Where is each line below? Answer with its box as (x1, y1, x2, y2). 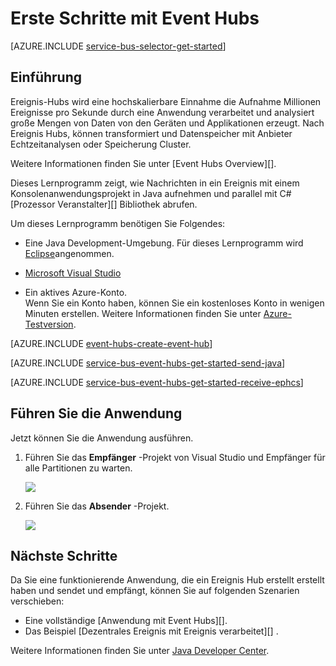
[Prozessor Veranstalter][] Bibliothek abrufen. (10, 198, 198, 210)
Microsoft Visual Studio (24, 267, 122, 279)
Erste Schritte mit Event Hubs (10, 7, 260, 30)
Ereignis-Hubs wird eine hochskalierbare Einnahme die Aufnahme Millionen (10, 95, 322, 107)
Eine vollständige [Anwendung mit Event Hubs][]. (24, 615, 228, 627)
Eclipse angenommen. (24, 247, 115, 259)
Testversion (24, 318, 74, 330)
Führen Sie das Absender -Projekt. (24, 500, 170, 512)
